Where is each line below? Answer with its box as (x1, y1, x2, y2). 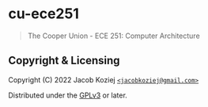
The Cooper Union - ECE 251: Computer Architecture (27, 31, 200, 40)
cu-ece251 (8, 5, 79, 23)
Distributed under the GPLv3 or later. (8, 90, 128, 100)
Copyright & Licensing (8, 54, 120, 67)
